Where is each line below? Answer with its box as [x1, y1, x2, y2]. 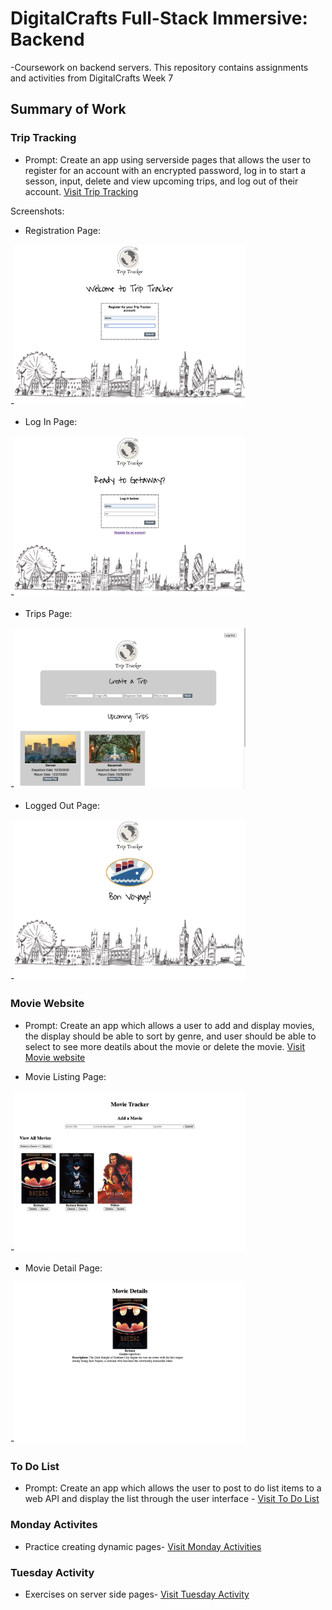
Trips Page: [24, 608, 73, 620]
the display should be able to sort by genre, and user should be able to [24, 1030, 317, 1042]
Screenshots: [10, 205, 65, 217]
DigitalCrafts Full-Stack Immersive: [10, 7, 308, 30]
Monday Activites [10, 1518, 98, 1532]
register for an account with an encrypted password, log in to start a [24, 164, 307, 176]
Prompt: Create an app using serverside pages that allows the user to [24, 153, 312, 166]
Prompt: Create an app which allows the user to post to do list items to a [24, 1482, 322, 1494]
